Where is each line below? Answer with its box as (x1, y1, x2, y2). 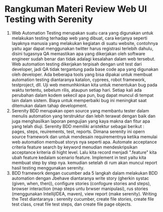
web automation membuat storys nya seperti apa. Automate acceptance (11, 139, 157, 145)
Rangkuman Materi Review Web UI (4, 3, 147, 15)
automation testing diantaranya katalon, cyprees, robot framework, (11, 77, 146, 83)
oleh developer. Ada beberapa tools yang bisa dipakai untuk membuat (11, 71, 153, 77)
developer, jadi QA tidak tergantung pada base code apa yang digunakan (11, 66, 159, 72)
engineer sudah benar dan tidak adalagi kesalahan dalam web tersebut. (11, 56, 156, 62)
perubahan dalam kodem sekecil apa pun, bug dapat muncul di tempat (11, 92, 154, 98)
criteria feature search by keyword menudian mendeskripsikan (11, 144, 138, 150)
